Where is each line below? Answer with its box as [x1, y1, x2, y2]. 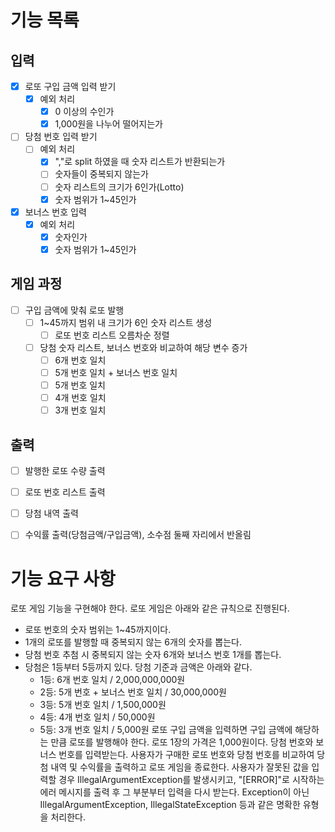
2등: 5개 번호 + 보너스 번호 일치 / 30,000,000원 [39, 686, 227, 698]
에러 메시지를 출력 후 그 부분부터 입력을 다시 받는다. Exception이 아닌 [39, 786, 310, 798]
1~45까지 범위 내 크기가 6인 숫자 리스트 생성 [39, 316, 213, 328]
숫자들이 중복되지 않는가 [54, 168, 149, 180]
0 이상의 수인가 [54, 106, 115, 118]
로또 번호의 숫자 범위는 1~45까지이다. [24, 624, 172, 636]
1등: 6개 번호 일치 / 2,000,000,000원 [39, 674, 186, 686]
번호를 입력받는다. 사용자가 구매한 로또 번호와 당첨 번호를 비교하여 [58, 749, 315, 761]
